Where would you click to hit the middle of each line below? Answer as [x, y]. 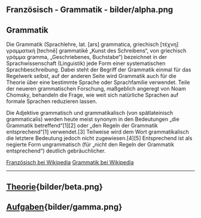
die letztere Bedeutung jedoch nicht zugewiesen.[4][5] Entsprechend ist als [99, 138]
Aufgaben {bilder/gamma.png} [64, 207]
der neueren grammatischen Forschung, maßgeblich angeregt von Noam [96, 89]
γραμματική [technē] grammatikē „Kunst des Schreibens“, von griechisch [96, 51]
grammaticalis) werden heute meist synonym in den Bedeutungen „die [93, 119]
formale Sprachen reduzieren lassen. [52, 101]
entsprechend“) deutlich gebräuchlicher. [56, 151]
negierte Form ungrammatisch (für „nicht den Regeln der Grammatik [90, 145]
